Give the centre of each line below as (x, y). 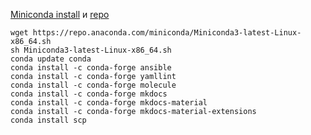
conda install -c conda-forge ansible (91, 68)
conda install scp (48, 120)
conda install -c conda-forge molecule (93, 85)
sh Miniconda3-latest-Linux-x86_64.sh (91, 50)
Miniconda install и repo (60, 14)
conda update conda (51, 59)
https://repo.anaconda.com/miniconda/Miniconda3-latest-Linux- (167, 33)
